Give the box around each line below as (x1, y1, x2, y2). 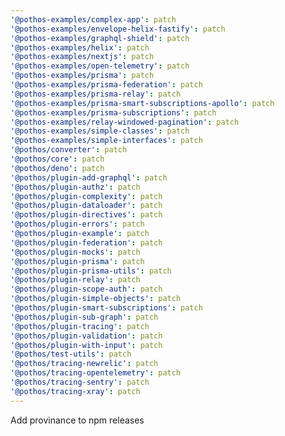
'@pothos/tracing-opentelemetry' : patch (10, 368, 182, 378)
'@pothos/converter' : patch (10, 145, 128, 155)
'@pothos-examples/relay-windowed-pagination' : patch (10, 117, 240, 127)
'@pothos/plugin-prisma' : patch (10, 256, 145, 266)
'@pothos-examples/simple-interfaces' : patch (10, 136, 203, 146)
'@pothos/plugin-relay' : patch (10, 275, 141, 285)
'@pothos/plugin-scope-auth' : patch (10, 284, 163, 295)
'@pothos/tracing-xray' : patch (10, 386, 141, 396)
